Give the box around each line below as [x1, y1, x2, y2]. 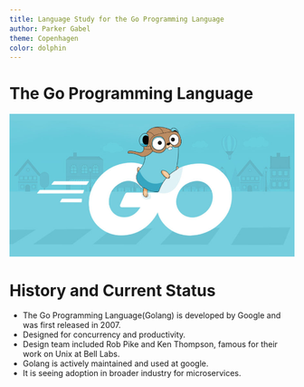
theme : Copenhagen [9, 34, 79, 43]
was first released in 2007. [22, 320, 121, 331]
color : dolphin [9, 44, 67, 53]
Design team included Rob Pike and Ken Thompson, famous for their [22, 339, 279, 350]
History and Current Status [9, 280, 216, 301]
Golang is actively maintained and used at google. [22, 358, 209, 369]
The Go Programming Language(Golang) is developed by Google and [22, 310, 281, 321]
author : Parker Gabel [9, 24, 91, 34]
